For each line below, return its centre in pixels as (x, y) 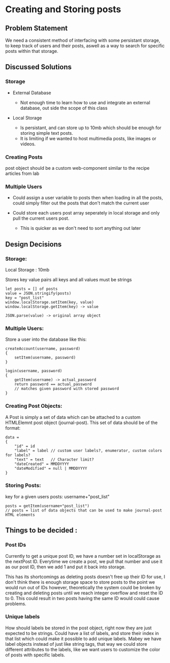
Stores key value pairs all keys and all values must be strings (69, 279)
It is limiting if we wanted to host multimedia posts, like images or (88, 138)
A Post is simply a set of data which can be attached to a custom (73, 417)
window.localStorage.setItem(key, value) (50, 302)
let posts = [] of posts (31, 289)
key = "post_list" (25, 298)
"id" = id (25, 446)
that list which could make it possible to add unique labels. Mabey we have (83, 639)
